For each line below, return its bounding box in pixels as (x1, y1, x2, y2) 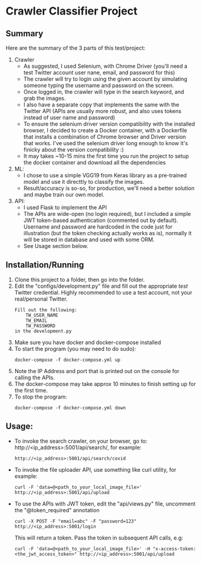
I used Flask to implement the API (23, 204, 107, 211)
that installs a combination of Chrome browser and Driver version (23, 133, 186, 140)
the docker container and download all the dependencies (23, 159, 166, 166)
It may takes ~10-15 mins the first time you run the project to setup (23, 152, 189, 160)
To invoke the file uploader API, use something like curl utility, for (14, 466, 177, 473)
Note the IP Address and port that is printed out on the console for (14, 367, 180, 374)
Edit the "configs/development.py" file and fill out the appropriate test (14, 282, 188, 290)
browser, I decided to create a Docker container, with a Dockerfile (23, 127, 187, 134)
